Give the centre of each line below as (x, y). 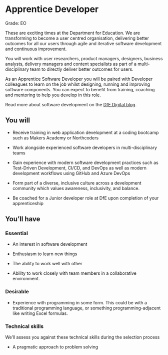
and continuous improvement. (36, 49)
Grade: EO (16, 23)
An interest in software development (50, 244)
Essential (17, 233)
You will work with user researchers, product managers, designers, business (84, 58)
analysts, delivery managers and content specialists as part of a (71, 64)
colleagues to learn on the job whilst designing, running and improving (78, 84)
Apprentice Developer (52, 9)
